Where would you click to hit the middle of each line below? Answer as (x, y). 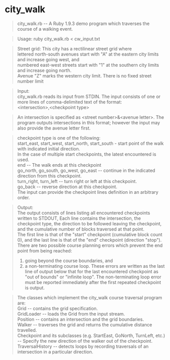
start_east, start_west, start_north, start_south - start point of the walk (90, 143)
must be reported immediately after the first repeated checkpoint (93, 282)
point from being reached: (45, 250)
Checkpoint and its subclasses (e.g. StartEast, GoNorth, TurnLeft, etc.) (91, 336)
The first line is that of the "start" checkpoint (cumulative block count (90, 234)
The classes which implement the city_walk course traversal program (90, 297)
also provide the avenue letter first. (54, 128)
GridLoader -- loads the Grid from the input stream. (71, 314)
